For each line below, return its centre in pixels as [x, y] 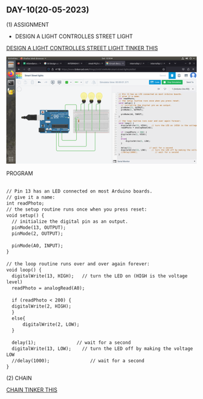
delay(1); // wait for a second [71, 342]
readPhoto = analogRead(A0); [48, 288]
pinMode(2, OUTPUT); [37, 233]
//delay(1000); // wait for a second [78, 361]
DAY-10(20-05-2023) [48, 10]
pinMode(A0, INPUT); [37, 246]
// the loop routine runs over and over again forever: [78, 264]
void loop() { [24, 270]
